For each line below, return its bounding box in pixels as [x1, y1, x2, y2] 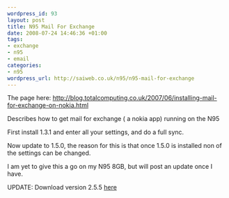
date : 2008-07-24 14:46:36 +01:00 [7, 29, 108, 37]
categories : [7, 62, 42, 69]
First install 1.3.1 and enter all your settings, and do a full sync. [7, 128, 184, 136]
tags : [7, 36, 23, 43]
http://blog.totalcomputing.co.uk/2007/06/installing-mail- [52, 94, 217, 102]
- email [7, 56, 30, 63]
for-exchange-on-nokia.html [7, 101, 89, 110]
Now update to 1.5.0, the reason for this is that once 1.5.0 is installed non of [7, 142, 223, 150]
